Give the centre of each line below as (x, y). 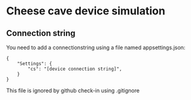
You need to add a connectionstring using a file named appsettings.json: (96, 47)
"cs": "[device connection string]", (75, 69)
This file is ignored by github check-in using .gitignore (73, 90)
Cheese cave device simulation (86, 11)
